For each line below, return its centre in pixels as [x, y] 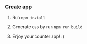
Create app [18, 7]
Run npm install [29, 18]
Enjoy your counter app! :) [38, 36]
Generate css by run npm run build [47, 27]
